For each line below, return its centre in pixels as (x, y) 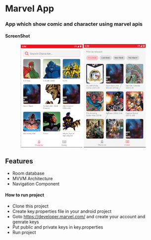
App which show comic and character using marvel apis (74, 24)
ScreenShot (18, 36)
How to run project (25, 195)
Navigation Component (36, 184)
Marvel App (30, 9)
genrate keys (26, 222)
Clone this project (30, 206)
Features (19, 161)
